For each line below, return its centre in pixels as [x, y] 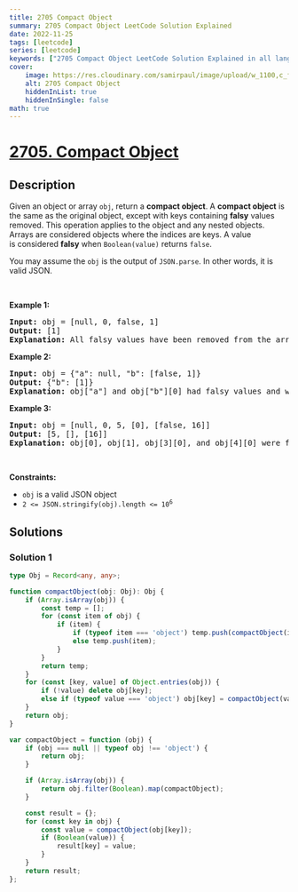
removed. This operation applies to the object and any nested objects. [137, 225]
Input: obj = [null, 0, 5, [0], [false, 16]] [110, 426]
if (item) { [78, 625]
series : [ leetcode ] [45, 51]
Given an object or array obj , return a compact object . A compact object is [147, 206]
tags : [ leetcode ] [41, 42]
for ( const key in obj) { [73, 821]
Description [42, 184]
